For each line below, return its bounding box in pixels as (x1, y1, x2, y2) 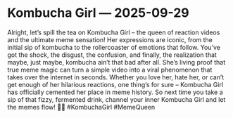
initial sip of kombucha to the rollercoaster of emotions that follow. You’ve (7, 43, 220, 51)
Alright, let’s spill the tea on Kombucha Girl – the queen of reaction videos (7, 28, 220, 37)
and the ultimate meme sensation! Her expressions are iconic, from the (7, 35, 213, 44)
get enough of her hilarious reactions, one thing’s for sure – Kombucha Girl (7, 80, 224, 88)
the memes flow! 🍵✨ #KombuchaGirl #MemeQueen (7, 103, 156, 111)
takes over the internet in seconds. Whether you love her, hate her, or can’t (7, 72, 225, 81)
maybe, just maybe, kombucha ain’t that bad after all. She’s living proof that (7, 58, 226, 66)
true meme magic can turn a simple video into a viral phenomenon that (7, 65, 213, 74)
